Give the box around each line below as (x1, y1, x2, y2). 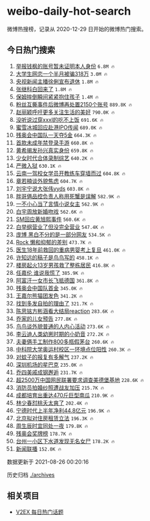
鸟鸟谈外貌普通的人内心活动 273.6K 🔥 (15, 323, 110, 330)
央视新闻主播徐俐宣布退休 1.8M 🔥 (15, 78, 99, 85)
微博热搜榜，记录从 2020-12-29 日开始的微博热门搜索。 (7, 25, 147, 32)
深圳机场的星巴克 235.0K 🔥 (15, 361, 83, 368)
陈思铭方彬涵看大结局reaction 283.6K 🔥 (15, 307, 115, 315)
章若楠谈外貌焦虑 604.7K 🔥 (15, 177, 83, 184)
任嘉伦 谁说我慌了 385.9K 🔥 (15, 269, 85, 276)
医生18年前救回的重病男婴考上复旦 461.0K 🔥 (15, 246, 126, 253)
